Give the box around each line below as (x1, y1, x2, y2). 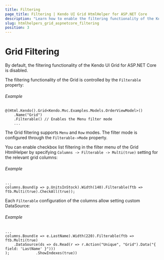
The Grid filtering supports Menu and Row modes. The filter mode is (5, 130, 138, 135)
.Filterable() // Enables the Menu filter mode (14, 117, 112, 122)
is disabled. (5, 68, 28, 74)
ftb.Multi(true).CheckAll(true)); (5, 189, 76, 194)
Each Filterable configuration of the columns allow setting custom (5, 198, 141, 204)
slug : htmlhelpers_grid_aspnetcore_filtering (5, 20, 99, 26)
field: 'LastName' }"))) (5, 246, 56, 251)
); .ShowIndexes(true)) (5, 250, 78, 256)
